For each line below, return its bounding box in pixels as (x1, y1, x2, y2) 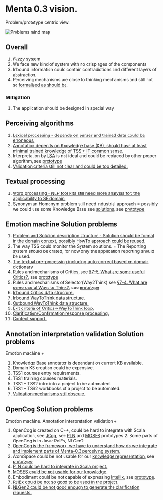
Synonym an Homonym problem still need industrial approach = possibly (12, 201, 158, 207)
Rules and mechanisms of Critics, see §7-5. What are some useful (12, 269, 145, 275)
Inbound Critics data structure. (12, 290, 74, 296)
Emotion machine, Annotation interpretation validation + (5, 418, 117, 424)
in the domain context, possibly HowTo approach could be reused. (12, 238, 146, 244)
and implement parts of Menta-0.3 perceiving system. (12, 448, 121, 454)
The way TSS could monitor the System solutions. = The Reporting (12, 243, 146, 249)
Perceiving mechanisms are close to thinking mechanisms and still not (12, 77, 153, 82)
